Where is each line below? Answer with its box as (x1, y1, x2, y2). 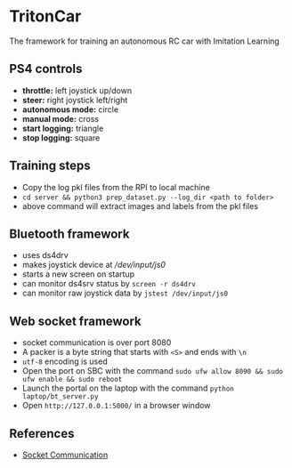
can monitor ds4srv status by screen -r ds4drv (21, 278, 196, 289)
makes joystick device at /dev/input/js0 (21, 260, 166, 270)
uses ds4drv (21, 250, 69, 261)
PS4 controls (9, 61, 83, 77)
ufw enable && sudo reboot (21, 375, 123, 384)
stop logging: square (21, 132, 101, 143)
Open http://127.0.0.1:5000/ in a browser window (21, 400, 211, 411)
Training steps (9, 158, 91, 173)
